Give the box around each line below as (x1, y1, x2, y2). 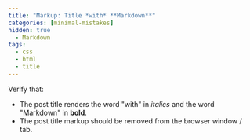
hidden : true (8, 26, 51, 34)
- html (15, 56, 37, 64)
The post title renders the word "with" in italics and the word (19, 99, 215, 109)
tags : (8, 41, 26, 49)
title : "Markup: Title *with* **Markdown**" (8, 11, 156, 20)
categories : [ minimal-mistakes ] (8, 19, 114, 27)
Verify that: (8, 84, 45, 94)
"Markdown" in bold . (19, 108, 88, 117)
